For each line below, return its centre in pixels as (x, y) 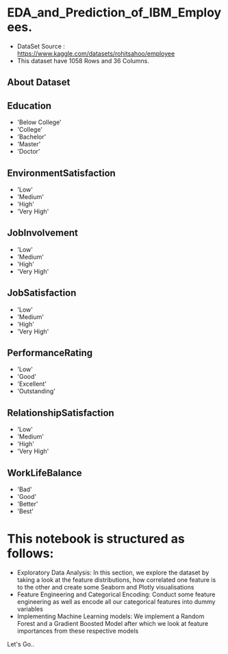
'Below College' (39, 122)
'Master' (29, 144)
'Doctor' (28, 152)
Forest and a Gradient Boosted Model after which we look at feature (113, 623)
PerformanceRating (50, 352)
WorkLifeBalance (45, 472)
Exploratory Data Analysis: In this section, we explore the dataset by (113, 572)
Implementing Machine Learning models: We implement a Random (111, 616)
